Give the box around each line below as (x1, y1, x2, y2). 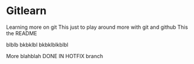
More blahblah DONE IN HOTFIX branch (6, 52, 104, 59)
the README (6, 29, 37, 36)
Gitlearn (6, 4, 47, 18)
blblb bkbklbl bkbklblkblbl (6, 41, 69, 48)
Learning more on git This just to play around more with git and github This (6, 23, 188, 31)
